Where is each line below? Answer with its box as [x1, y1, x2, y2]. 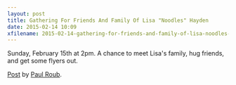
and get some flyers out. [7, 57, 79, 65]
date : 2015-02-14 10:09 [7, 23, 77, 30]
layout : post [7, 10, 46, 18]
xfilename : [7, 30, 39, 37]
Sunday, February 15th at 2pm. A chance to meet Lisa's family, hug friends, [7, 49, 225, 58]
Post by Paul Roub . [7, 70, 62, 79]
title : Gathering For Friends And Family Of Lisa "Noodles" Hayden [7, 17, 209, 24]
